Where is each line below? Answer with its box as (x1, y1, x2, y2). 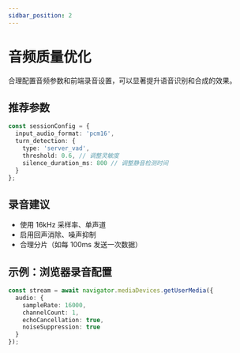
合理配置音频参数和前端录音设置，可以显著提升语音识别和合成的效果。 (8, 76, 237, 85)
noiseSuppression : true (22, 323, 101, 332)
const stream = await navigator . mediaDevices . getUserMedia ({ (8, 287, 214, 295)
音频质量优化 (8, 48, 92, 66)
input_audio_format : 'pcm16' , (15, 130, 114, 138)
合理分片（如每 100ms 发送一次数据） (19, 240, 142, 250)
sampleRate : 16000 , (22, 301, 87, 309)
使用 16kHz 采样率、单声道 (19, 220, 107, 230)
